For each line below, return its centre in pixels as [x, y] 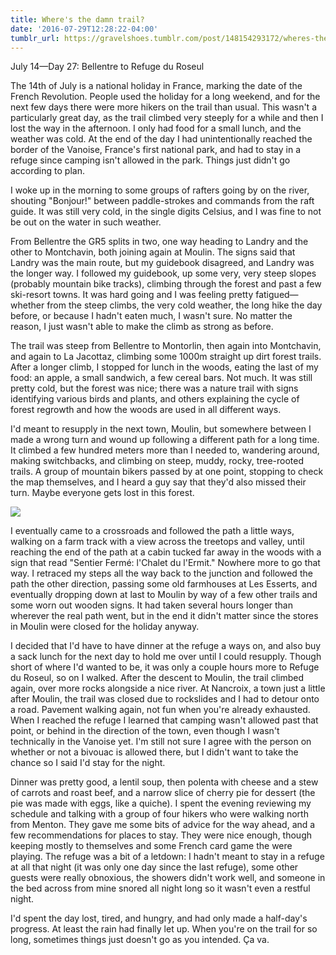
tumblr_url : [35, 38]
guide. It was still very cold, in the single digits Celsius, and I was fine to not [166, 212]
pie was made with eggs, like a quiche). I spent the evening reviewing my [161, 803]
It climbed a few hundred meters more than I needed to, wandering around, [165, 450]
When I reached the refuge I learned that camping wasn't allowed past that [164, 720]
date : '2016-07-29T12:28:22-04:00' [84, 29]
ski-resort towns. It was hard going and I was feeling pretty [132, 295]
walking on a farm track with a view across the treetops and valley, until [157, 542]
